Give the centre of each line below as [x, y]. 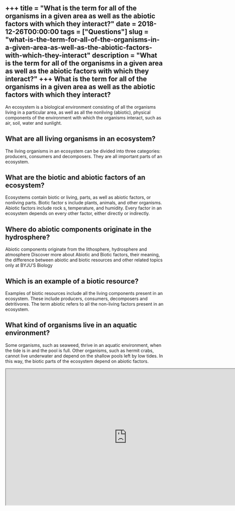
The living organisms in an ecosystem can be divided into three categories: [83, 151]
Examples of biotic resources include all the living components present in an [84, 294]
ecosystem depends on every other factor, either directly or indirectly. [78, 213]
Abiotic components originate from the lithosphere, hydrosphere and [76, 249]
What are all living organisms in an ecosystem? [80, 139]
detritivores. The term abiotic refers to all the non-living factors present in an [84, 304]
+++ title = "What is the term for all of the [71, 8]
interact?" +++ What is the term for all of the [76, 79]
